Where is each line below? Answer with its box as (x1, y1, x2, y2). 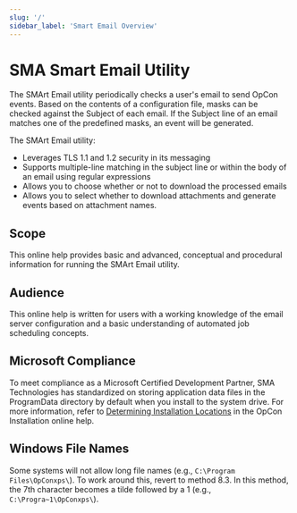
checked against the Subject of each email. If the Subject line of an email (9, 108, 278, 119)
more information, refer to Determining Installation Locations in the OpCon (9, 406, 283, 416)
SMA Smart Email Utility (9, 60, 191, 80)
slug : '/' (9, 13, 47, 22)
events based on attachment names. (21, 200, 157, 211)
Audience (9, 285, 65, 300)
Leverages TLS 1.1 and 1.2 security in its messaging (21, 153, 211, 164)
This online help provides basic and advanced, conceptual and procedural (9, 249, 283, 260)
